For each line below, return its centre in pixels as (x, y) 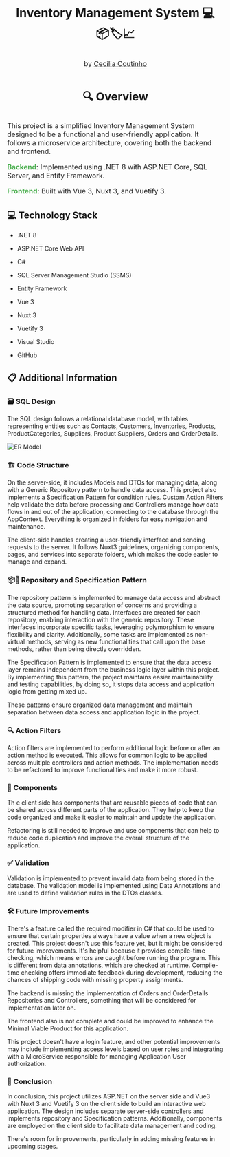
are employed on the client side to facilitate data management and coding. (112, 1126)
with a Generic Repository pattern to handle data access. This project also (112, 490)
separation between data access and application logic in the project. (104, 712)
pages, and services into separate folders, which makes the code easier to (113, 555)
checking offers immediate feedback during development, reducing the (122, 972)
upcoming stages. (33, 1147)
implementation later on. (42, 1008)
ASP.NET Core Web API (50, 248)
